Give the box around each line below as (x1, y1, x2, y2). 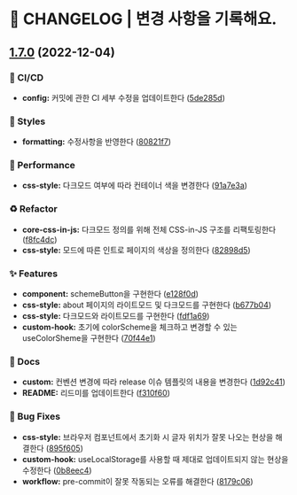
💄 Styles (9, 115, 46, 128)
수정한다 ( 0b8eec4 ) (21, 465, 92, 476)
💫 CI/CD (9, 71, 44, 83)
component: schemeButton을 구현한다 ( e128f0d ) (21, 289, 199, 299)
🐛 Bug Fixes (9, 410, 60, 422)
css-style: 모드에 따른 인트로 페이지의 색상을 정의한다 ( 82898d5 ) (21, 244, 251, 255)
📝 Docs (9, 355, 41, 367)
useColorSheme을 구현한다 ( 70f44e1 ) (21, 333, 156, 344)
